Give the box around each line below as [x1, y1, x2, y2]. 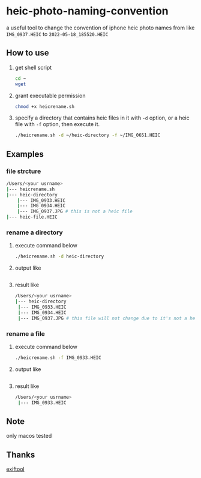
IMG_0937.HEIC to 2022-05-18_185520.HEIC [6, 30, 109, 37]
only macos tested [6, 432, 52, 440]
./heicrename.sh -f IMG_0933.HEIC [14, 354, 101, 361]
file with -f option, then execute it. [14, 121, 100, 128]
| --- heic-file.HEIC [6, 214, 58, 220]
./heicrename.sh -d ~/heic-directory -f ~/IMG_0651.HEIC [14, 132, 161, 139]
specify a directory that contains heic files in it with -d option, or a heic [14, 114, 190, 121]
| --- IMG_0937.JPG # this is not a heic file [17, 208, 133, 214]
